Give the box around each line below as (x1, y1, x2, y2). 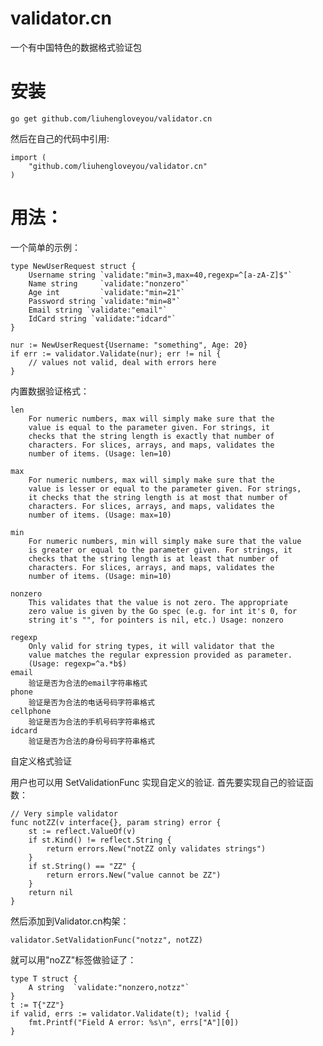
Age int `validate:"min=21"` (28, 287, 186, 297)
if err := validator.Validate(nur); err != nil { (10, 348, 222, 359)
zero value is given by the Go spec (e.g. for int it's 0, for (28, 606, 298, 616)
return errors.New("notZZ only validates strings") (46, 843, 267, 854)
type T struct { (10, 973, 78, 984)
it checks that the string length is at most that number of (28, 492, 288, 502)
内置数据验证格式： (10, 385, 90, 397)
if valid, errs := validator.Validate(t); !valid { (10, 1008, 230, 1019)
